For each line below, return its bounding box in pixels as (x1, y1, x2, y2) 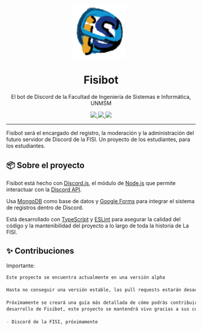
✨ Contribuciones (6, 246, 75, 256)
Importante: (6, 262, 35, 269)
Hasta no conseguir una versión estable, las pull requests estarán (6, 287, 182, 293)
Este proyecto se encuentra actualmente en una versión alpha (6, 274, 165, 280)
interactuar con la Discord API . (6, 186, 82, 193)
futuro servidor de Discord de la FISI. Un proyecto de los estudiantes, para (6, 136, 191, 143)
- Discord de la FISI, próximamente (6, 318, 98, 325)
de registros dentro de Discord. (6, 204, 84, 211)
